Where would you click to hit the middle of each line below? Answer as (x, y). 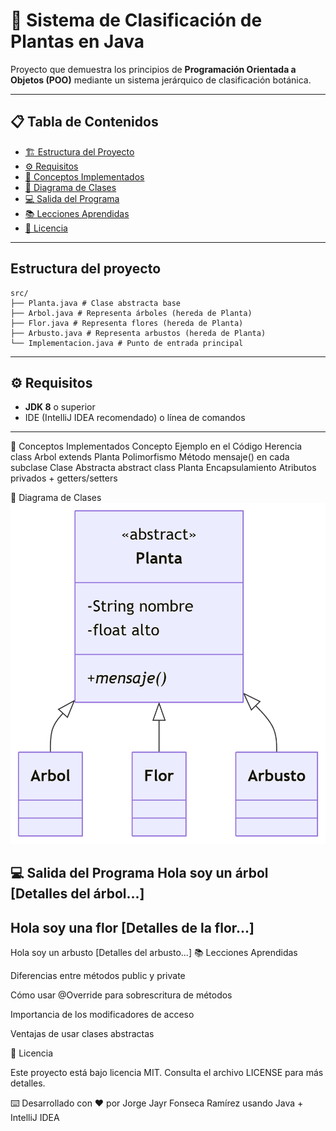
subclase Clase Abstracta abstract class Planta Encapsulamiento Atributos (163, 468)
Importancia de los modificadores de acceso (102, 1015)
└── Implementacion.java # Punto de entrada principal (127, 343)
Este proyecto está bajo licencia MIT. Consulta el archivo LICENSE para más (167, 1073)
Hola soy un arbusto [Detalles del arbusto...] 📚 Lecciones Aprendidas (154, 953)
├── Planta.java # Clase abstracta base (96, 303)
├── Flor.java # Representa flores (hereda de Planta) (127, 323)
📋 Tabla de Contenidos (84, 122)
